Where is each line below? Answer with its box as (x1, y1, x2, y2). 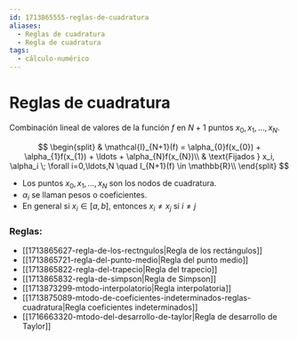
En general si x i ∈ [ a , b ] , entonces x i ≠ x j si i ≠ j (21, 201, 197, 214)
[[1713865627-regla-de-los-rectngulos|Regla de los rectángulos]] (21, 246, 262, 256)
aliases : (9, 21, 42, 30)
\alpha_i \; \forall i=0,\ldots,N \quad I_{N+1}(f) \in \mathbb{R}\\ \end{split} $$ (10, 160, 289, 171)
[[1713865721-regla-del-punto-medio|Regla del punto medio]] (21, 255, 249, 265)
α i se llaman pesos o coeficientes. (21, 189, 148, 202)
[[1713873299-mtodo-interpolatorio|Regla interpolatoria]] (21, 283, 231, 294)
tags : (9, 46, 29, 55)
